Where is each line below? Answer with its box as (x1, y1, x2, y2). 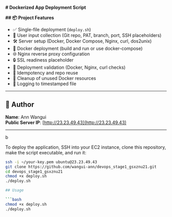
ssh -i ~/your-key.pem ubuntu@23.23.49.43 (5, 159, 97, 165)
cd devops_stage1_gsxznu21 (5, 169, 63, 174)
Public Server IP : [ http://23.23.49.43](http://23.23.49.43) (5, 119, 127, 125)
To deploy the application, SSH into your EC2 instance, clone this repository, (5, 144, 166, 150)
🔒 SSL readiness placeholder (12, 57, 74, 63)
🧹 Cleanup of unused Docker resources (12, 75, 96, 81)
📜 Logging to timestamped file (12, 81, 77, 87)
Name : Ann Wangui (5, 114, 47, 120)
